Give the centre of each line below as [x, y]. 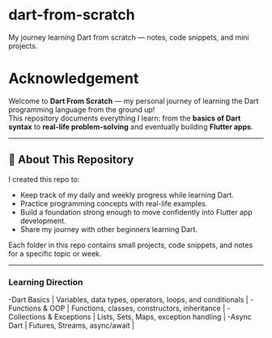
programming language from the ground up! [82, 109]
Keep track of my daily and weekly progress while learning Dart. [127, 195]
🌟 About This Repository [71, 160]
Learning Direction [46, 282]
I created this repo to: [44, 179]
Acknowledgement [74, 79]
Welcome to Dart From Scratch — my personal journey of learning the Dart [134, 101]
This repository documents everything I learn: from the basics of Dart [125, 118]
